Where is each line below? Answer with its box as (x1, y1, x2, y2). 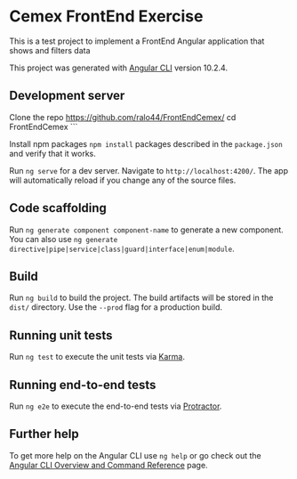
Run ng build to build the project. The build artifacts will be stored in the (9, 292, 274, 304)
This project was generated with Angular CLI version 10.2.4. (9, 62, 229, 73)
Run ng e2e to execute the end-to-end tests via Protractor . (9, 401, 222, 411)
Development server (9, 88, 125, 103)
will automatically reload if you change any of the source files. (9, 175, 237, 185)
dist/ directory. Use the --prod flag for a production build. (9, 302, 222, 313)
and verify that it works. (9, 148, 96, 158)
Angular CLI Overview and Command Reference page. (9, 459, 208, 470)
